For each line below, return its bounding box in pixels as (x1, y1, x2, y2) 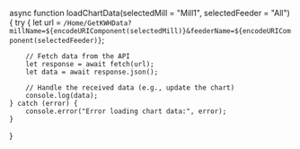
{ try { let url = (9, 17, 62, 28)
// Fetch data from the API (25, 52, 130, 61)
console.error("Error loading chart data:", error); (25, 107, 227, 116)
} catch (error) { (9, 99, 78, 108)
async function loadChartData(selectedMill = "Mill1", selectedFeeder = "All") (9, 8, 290, 18)
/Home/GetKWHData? (63, 19, 132, 28)
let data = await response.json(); (25, 67, 159, 76)
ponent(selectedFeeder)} (9, 36, 102, 45)
